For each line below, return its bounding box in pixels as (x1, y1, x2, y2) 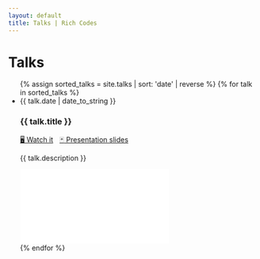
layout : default (8, 11, 62, 20)
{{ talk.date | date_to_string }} (19, 96, 117, 106)
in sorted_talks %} (19, 88, 79, 98)
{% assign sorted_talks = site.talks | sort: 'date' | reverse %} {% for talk (19, 79, 253, 89)
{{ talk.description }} (19, 153, 87, 163)
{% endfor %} (19, 243, 66, 253)
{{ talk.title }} (19, 116, 72, 127)
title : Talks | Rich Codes (8, 19, 97, 27)
